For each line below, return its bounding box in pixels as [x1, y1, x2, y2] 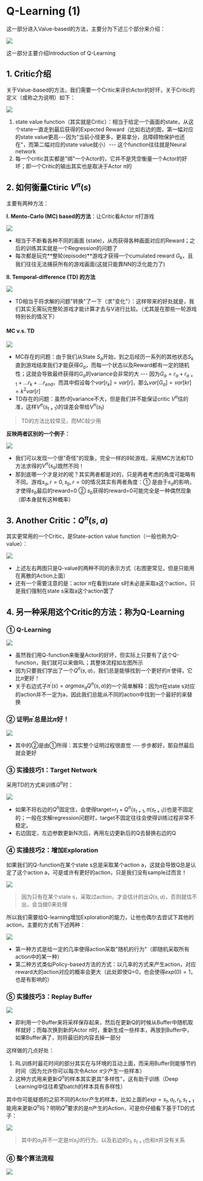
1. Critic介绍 [6, 69, 52, 80]
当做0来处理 [37, 900, 68, 908]
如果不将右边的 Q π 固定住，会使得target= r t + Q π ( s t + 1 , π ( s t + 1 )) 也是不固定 [15, 805, 194, 814]
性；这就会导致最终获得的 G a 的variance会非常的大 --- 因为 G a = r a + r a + [15, 370, 194, 379]
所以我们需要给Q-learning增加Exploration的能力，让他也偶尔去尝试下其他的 [6, 913, 194, 921]
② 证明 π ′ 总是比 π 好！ [6, 714, 70, 724]
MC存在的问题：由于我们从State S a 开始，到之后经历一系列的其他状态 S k [15, 353, 194, 362]
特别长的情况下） [15, 313, 58, 320]
